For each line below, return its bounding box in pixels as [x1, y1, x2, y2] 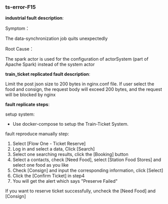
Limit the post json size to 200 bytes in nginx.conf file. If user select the [5, 81, 154, 87]
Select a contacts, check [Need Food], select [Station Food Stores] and [12, 157, 161, 163]
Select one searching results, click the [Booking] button [12, 151, 129, 158]
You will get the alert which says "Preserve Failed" [12, 178, 118, 184]
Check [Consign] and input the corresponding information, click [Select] [12, 168, 163, 174]
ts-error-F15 [5, 4, 36, 11]
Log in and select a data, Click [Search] [12, 146, 95, 152]
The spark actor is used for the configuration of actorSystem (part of [5, 56, 149, 62]
